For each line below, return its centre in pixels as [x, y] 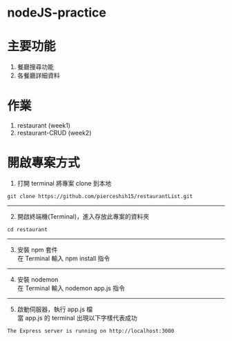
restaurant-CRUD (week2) [54, 133]
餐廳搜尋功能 [35, 67]
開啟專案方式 [44, 163]
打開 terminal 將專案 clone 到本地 [64, 183]
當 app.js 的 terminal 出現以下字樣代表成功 [77, 318]
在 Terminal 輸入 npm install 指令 [64, 258]
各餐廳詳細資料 [38, 76]
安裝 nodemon [38, 280]
